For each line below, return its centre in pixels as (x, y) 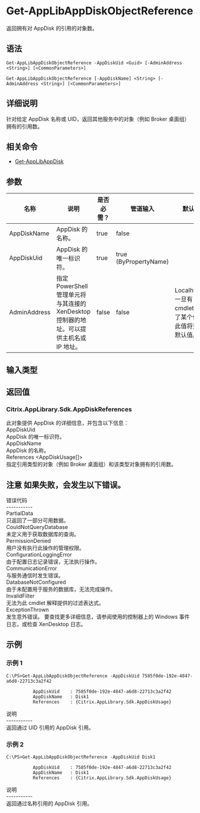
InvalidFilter (20, 596)
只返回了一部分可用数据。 (37, 520)
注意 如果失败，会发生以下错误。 (66, 485)
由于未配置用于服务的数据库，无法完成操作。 (61, 589)
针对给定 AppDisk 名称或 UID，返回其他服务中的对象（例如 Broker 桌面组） (98, 119)
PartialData (20, 514)
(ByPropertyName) (142, 262)
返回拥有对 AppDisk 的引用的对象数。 (52, 28)
